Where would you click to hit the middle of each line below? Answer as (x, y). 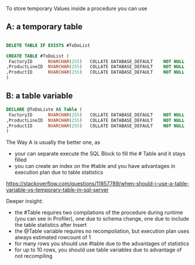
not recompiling (33, 256)
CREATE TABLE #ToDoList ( (37, 56)
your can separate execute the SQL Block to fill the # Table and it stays (100, 154)
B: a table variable (40, 96)
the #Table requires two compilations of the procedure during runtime (99, 212)
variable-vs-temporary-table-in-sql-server (57, 190)
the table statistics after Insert (50, 225)
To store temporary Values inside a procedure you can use (77, 8)
